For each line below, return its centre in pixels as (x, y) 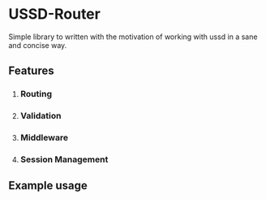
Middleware (44, 137)
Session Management (64, 159)
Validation (41, 116)
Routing (36, 94)
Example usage (48, 186)
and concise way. (38, 45)
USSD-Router (55, 14)
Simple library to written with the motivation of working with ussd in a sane (133, 37)
